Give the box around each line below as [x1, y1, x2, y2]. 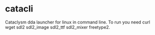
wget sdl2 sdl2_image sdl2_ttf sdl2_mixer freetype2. [5, 24, 111, 30]
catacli [5, 3, 33, 14]
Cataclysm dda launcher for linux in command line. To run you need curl [5, 19, 151, 25]
